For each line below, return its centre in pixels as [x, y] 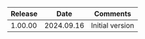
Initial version [113, 25]
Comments [113, 14]
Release [24, 14]
